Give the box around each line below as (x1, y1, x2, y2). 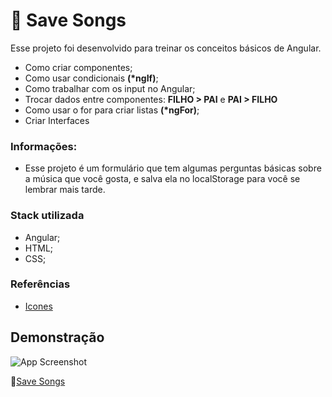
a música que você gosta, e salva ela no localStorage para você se (24, 173, 301, 185)
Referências (10, 277, 71, 291)
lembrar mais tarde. (24, 184, 106, 196)
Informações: (10, 139, 78, 153)
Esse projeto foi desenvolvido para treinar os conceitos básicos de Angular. (10, 42, 322, 54)
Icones (24, 300, 53, 312)
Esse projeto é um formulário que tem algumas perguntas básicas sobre (24, 162, 322, 174)
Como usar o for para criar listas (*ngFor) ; (24, 104, 200, 116)
